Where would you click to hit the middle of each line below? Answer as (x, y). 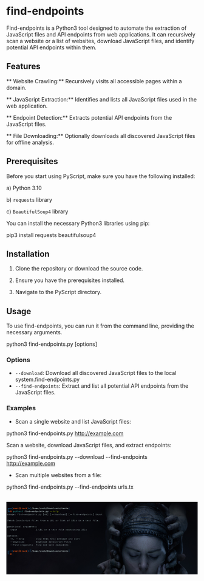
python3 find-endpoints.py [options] (52, 344)
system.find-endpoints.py (47, 380)
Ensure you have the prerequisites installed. (70, 280)
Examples (21, 408)
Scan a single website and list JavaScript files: (73, 421)
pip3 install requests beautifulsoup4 (51, 235)
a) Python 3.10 (24, 188)
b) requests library (29, 199)
